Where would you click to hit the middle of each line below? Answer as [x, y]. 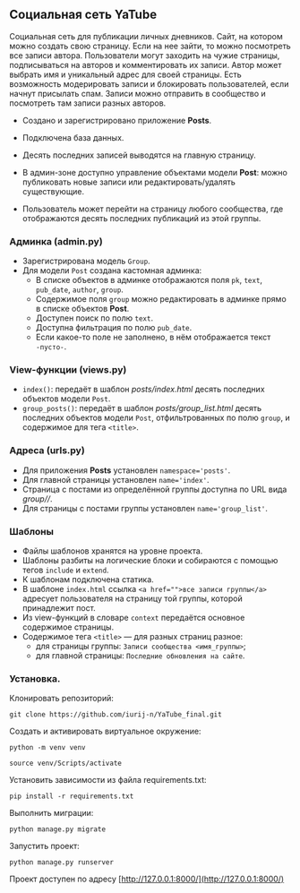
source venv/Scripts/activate [66, 764]
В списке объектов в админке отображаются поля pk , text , [149, 280]
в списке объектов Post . [82, 309]
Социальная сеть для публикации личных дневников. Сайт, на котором [146, 36]
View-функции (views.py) [68, 370]
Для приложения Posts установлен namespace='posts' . [126, 470]
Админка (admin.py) [56, 241]
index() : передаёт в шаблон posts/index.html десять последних [144, 390]
